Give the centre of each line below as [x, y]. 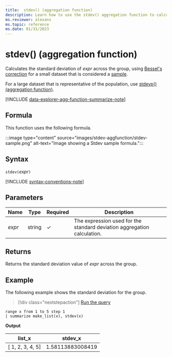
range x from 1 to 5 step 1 [35, 312]
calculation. [88, 234]
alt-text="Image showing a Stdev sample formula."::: [88, 143]
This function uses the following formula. [48, 128]
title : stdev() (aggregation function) [49, 10]
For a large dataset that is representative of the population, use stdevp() [81, 84]
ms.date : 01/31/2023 [27, 29]
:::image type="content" [31, 138]
